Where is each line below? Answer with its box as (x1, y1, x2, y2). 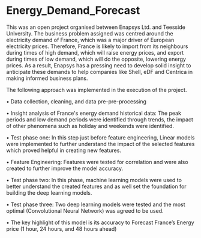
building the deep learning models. (6, 189, 92, 196)
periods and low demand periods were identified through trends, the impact (6, 115, 194, 123)
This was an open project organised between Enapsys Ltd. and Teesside (6, 23, 186, 31)
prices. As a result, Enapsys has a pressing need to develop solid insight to (6, 61, 191, 69)
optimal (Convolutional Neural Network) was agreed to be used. (6, 207, 164, 214)
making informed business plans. (6, 75, 88, 82)
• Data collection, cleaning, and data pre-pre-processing (6, 97, 147, 105)
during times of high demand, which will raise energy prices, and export (6, 49, 184, 56)
